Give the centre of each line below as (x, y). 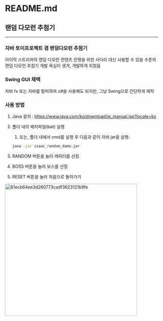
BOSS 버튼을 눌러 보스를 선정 (40, 166)
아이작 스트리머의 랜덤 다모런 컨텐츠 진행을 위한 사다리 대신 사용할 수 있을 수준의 (81, 60)
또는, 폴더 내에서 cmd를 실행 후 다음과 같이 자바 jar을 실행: (74, 137)
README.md (31, 8)
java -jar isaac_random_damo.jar (46, 146)
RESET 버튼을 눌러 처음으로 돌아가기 (47, 177)
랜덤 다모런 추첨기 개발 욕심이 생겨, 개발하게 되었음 (53, 66)
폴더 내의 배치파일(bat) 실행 (38, 126)
